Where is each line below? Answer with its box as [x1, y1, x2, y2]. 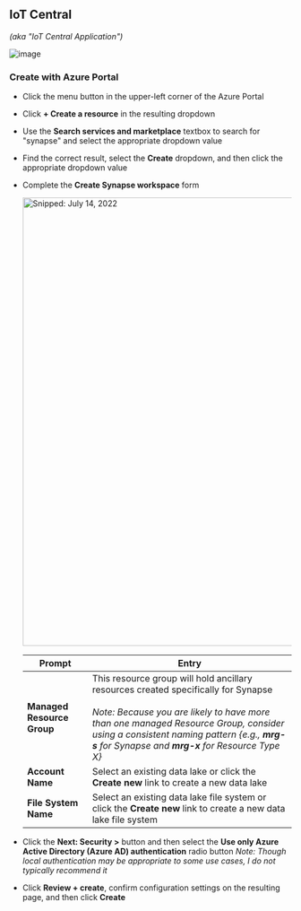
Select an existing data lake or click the [91, 766, 257, 778]
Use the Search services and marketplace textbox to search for [21, 126, 261, 137]
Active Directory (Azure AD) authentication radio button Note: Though [21, 846, 287, 857]
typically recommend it [21, 865, 107, 876]
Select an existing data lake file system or [91, 791, 267, 803]
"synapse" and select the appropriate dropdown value [21, 135, 222, 146]
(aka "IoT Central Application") [9, 30, 124, 41]
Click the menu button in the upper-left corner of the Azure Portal [21, 91, 264, 102]
